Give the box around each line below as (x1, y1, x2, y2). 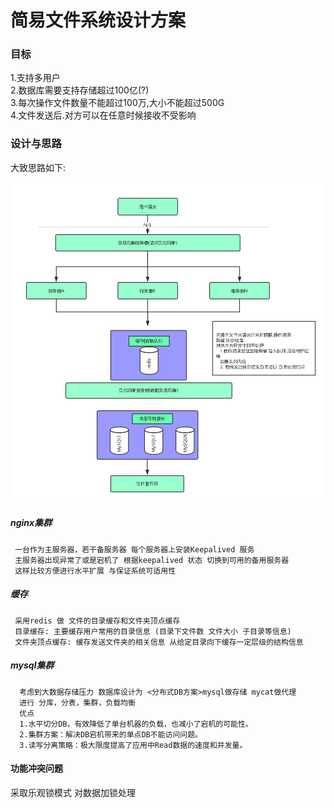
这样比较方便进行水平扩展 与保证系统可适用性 (14, 566, 177, 576)
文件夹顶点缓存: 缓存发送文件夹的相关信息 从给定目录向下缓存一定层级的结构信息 (14, 637, 304, 647)
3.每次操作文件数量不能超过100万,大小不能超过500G (10, 97, 225, 109)
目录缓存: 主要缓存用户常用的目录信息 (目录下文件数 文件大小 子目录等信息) (14, 626, 292, 636)
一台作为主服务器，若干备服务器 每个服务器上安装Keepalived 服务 (14, 544, 255, 555)
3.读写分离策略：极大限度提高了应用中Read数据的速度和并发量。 (19, 740, 248, 750)
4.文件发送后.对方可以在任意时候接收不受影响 (10, 109, 197, 121)
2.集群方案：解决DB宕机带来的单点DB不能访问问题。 (19, 729, 203, 740)
